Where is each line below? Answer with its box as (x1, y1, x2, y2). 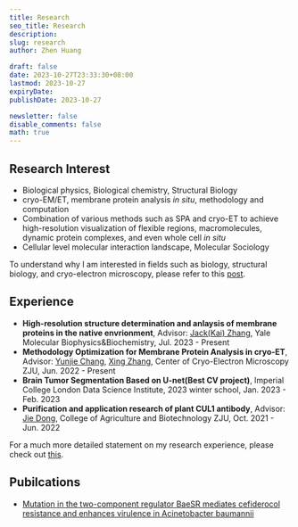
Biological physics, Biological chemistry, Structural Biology (21, 185, 238, 195)
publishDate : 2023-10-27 (9, 95, 102, 104)
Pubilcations (9, 474, 81, 490)
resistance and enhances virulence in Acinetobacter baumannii (21, 507, 254, 518)
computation (21, 203, 70, 214)
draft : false (9, 62, 58, 71)
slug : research (9, 37, 66, 47)
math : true (9, 128, 50, 137)
